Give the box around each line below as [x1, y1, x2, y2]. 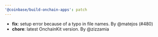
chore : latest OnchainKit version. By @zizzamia [11, 26, 109, 32]
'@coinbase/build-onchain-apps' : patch [4, 7, 87, 12]
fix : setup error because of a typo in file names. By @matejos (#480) [11, 21, 154, 27]
